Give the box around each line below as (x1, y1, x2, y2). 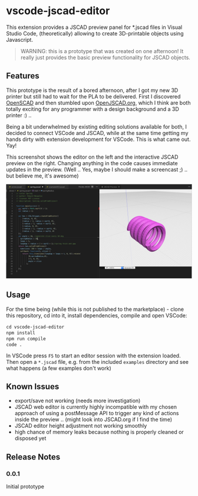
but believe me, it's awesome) (6, 172, 79, 179)
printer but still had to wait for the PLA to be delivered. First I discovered (6, 93, 181, 100)
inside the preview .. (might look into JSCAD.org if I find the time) (14, 416, 173, 423)
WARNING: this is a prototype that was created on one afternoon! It (20, 47, 184, 54)
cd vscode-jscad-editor (6, 324, 65, 330)
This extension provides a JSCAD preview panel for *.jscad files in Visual (6, 24, 183, 31)
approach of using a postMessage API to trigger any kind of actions (14, 410, 179, 417)
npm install (6, 330, 35, 336)
